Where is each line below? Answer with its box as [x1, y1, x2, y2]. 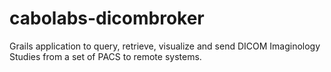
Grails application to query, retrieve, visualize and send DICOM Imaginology [9, 40, 321, 52]
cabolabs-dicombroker [9, 7, 205, 30]
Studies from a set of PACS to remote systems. [9, 50, 202, 62]
